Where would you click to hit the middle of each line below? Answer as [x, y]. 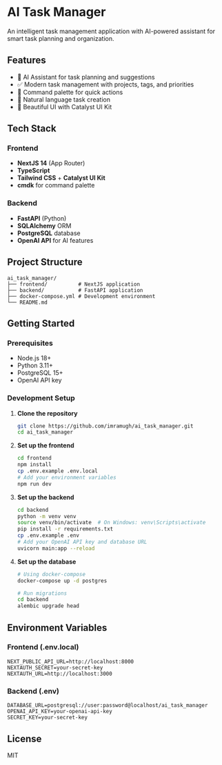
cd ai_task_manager [45, 432]
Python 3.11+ [35, 366]
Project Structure [45, 262]
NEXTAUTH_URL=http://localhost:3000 [60, 674]
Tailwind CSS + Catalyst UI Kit [61, 178]
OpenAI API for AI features [55, 240]
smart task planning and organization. [61, 38]
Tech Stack [32, 129]
